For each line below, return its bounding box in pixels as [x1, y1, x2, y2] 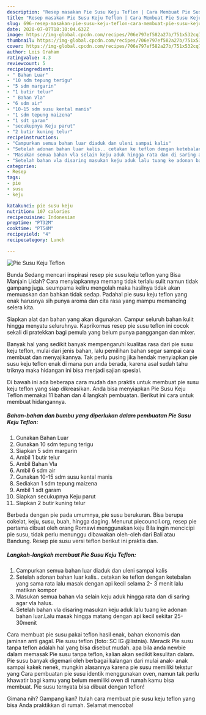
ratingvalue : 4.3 [7, 55, 51, 61]
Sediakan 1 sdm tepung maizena [15, 479, 97, 487]
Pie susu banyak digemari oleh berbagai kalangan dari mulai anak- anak [7, 657, 188, 664]
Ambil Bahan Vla [15, 460, 57, 467]
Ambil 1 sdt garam [15, 486, 62, 493]
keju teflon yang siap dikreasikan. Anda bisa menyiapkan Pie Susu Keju [7, 385, 186, 392]
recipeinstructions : [7, 134, 60, 141]
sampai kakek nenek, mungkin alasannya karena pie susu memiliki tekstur [7, 663, 193, 671]
